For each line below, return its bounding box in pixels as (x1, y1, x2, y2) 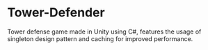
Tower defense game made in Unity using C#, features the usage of (7, 27, 202, 36)
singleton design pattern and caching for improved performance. (7, 34, 193, 42)
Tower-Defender (7, 5, 106, 21)
